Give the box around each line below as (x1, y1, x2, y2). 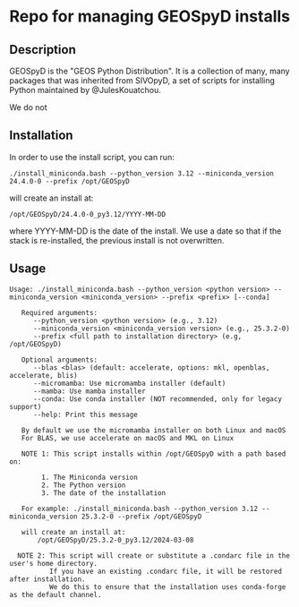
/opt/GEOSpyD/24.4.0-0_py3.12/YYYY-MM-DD (9, 209, 167, 218)
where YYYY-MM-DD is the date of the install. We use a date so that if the (9, 226, 282, 236)
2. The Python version (41, 481, 126, 490)
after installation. (9, 575, 87, 584)
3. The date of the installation (41, 488, 167, 498)
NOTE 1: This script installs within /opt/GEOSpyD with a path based (21, 449, 286, 458)
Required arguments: (21, 308, 98, 317)
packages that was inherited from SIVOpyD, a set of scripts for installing (9, 75, 276, 86)
